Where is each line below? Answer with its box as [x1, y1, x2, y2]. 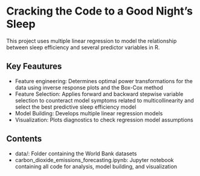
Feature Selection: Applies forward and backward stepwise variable [15, 90, 184, 98]
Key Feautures [6, 61, 62, 72]
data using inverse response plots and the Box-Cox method [15, 84, 163, 91]
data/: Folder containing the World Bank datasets [15, 150, 137, 157]
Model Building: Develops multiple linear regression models [15, 109, 163, 117]
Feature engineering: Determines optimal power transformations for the [15, 77, 193, 84]
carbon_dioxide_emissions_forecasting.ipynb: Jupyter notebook [15, 156, 174, 163]
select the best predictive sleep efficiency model [15, 103, 137, 110]
